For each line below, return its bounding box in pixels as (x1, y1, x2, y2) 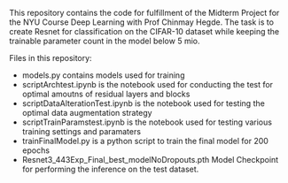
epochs (21, 145, 51, 156)
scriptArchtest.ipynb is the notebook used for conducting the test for (21, 80, 273, 89)
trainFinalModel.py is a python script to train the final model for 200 (21, 136, 269, 146)
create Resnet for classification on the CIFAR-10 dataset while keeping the (9, 27, 280, 36)
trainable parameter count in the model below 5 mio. (9, 35, 200, 46)
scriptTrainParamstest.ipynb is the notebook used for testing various (21, 117, 273, 127)
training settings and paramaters (21, 126, 142, 136)
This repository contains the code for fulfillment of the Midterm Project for (9, 8, 280, 18)
